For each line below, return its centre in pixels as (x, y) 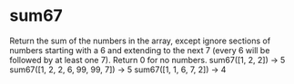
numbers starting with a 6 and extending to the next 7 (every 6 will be (140, 50)
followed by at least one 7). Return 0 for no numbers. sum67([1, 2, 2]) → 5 (147, 60)
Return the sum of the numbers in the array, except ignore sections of (140, 41)
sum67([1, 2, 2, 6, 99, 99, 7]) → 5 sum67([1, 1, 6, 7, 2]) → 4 (118, 70)
